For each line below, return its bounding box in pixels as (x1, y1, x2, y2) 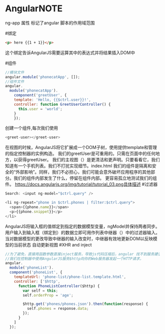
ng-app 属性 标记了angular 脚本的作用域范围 (5, 20, 95, 26)
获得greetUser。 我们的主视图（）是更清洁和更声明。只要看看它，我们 (18, 157, 160, 163)
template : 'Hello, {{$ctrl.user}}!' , (14, 97, 91, 102)
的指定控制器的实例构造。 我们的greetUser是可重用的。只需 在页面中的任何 (5, 151, 156, 156)
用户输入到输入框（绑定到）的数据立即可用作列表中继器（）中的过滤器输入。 (5, 229, 160, 235)
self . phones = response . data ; (27, 306, 89, 311)
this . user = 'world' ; (18, 106, 63, 111)
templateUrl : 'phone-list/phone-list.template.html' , (14, 274, 126, 279)
